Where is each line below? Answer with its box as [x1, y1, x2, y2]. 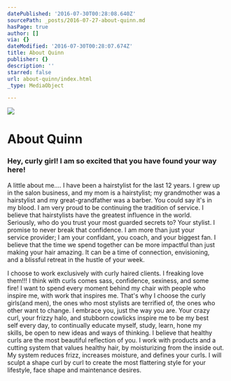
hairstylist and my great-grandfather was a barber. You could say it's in [7, 195, 212, 204]
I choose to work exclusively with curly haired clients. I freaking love [7, 269, 204, 277]
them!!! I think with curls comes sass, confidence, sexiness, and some [7, 276, 209, 284]
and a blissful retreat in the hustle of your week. [7, 255, 145, 263]
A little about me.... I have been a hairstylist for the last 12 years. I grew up [7, 181, 220, 189]
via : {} [7, 36, 30, 43]
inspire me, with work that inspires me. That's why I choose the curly [7, 291, 206, 300]
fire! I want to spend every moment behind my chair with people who [7, 284, 206, 292]
